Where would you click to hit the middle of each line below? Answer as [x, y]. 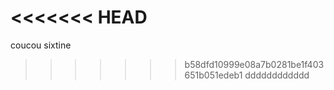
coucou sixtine [41, 45]
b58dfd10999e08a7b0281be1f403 [254, 64]
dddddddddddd [277, 75]
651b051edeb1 [213, 75]
